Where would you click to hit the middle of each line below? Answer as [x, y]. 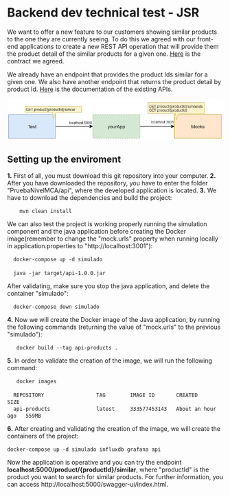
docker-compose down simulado [56, 307]
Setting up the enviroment [64, 159]
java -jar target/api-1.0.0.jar [60, 274]
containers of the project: [43, 436]
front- [205, 39]
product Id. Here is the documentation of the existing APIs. [90, 89]
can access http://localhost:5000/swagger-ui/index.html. [88, 485]
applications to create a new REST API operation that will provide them [119, 46]
